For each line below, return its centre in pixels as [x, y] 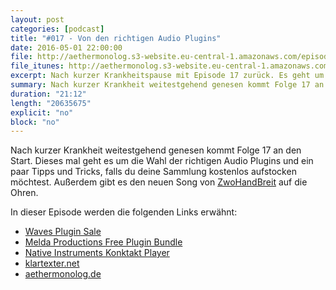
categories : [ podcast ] [57, 29]
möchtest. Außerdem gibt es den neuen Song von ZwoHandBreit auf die [159, 182]
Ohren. [24, 193]
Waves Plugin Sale [63, 232]
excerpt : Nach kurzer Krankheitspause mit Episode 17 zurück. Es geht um [167, 76]
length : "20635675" [51, 103]
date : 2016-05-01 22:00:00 [66, 47]
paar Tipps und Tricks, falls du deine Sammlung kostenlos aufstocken [153, 172]
